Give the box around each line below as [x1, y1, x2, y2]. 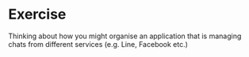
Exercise [8, 5, 67, 23]
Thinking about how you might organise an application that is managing [8, 31, 242, 41]
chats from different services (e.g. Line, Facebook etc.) [8, 39, 189, 48]
